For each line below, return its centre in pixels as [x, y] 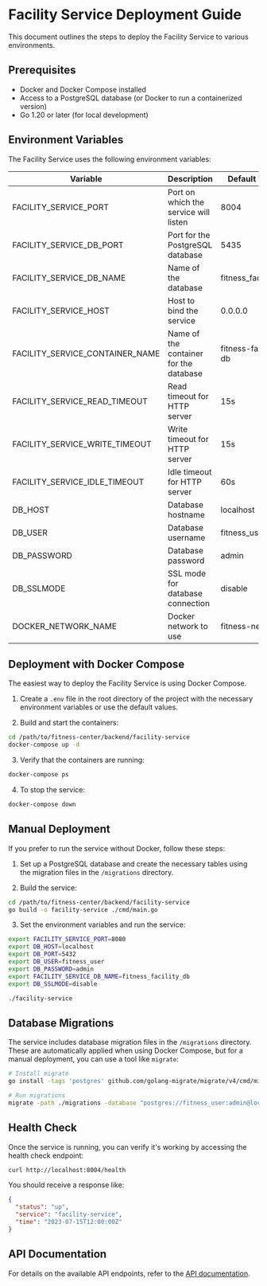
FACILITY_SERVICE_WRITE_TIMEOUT [82, 444]
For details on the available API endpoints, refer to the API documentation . [129, 1273]
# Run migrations [37, 1096]
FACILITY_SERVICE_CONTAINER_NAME [86, 354]
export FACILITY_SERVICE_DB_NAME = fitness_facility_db [99, 976]
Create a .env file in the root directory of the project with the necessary [136, 699]
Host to [182, 300]
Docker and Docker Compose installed [83, 89]
